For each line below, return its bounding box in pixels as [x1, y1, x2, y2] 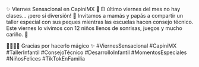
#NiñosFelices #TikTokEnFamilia [6, 55, 85, 62]
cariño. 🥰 [6, 31, 29, 38]
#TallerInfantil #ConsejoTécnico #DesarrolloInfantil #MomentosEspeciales [6, 49, 187, 56]
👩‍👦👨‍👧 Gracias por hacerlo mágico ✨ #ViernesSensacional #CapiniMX [6, 42, 177, 49]
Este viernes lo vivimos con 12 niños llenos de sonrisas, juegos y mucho [6, 25, 182, 32]
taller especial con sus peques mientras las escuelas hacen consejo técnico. [6, 18, 194, 25]
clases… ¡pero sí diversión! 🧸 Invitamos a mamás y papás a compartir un [6, 12, 184, 19]
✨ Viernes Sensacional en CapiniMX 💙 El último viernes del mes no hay [6, 6, 181, 12]
